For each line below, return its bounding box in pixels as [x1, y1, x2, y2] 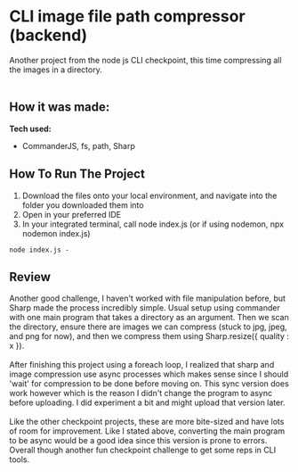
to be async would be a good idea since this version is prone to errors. [9, 435, 268, 446]
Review [9, 269, 52, 285]
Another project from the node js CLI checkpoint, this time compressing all [9, 54, 282, 65]
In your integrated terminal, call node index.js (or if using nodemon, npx [21, 219, 285, 229]
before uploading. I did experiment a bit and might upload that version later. [9, 397, 286, 408]
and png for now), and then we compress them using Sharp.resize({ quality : [9, 331, 289, 342]
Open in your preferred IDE [21, 209, 122, 219]
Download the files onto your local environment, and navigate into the [21, 190, 278, 201]
